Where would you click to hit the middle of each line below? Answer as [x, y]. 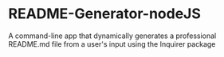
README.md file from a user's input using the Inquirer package [112, 44]
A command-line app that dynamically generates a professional [112, 36]
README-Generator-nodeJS [105, 14]
